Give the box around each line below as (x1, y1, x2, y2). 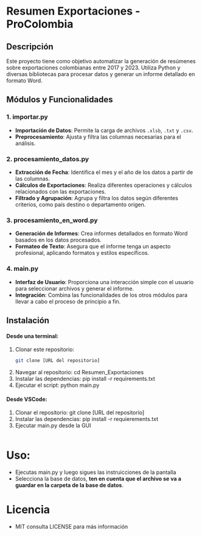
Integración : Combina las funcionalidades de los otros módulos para (15, 291, 187, 299)
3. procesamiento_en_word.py (6, 216, 98, 224)
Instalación (6, 315, 50, 325)
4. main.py (6, 265, 38, 273)
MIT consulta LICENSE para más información (15, 523, 128, 531)
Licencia (6, 503, 50, 517)
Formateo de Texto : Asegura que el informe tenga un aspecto (15, 243, 171, 250)
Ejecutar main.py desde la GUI (15, 422, 91, 430)
